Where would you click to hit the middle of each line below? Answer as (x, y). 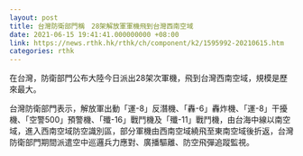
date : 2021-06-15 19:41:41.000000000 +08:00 (94, 34)
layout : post (34, 18)
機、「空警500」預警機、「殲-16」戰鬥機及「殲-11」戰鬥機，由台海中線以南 (146, 120)
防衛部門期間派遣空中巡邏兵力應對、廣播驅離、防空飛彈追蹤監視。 (132, 142)
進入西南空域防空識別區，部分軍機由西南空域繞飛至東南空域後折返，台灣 (159, 131)
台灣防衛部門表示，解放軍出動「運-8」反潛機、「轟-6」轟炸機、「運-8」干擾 (149, 108)
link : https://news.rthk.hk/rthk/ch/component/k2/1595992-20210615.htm (147, 43)
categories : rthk (42, 51)
